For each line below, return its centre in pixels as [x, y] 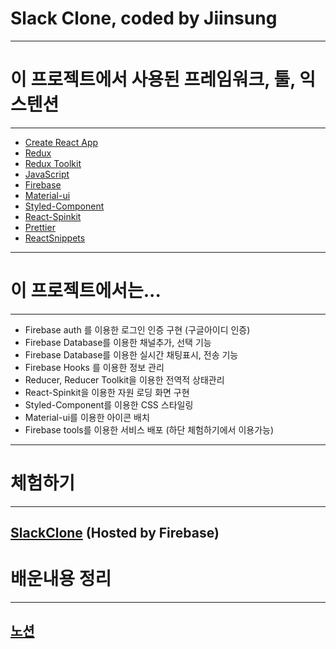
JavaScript [47, 174]
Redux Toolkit [53, 163]
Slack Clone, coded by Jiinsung [144, 18]
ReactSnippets [55, 238]
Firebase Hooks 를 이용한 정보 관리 [94, 367]
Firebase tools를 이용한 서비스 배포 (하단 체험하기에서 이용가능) [149, 429]
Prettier [40, 227]
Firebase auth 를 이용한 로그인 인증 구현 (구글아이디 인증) [137, 329]
